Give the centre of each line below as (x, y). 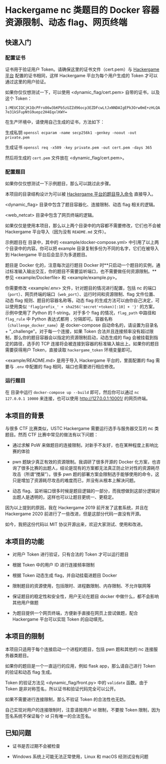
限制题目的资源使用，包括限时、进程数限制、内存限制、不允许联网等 (82, 586)
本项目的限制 (25, 636)
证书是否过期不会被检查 (36, 746)
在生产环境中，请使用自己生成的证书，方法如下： (55, 122)
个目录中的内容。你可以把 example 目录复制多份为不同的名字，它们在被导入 (82, 248)
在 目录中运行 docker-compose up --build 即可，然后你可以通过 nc (72, 392)
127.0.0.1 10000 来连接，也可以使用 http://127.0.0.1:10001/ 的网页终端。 (78, 398)
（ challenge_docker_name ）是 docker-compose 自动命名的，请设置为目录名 (82, 325)
